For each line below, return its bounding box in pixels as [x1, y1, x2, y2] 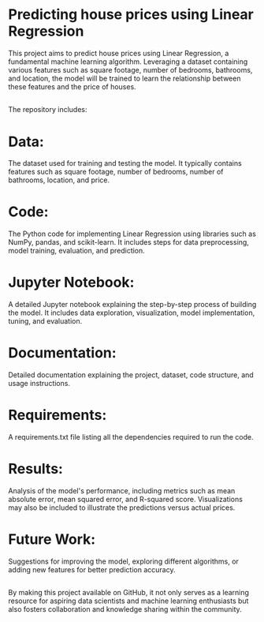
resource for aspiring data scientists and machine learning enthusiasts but [8, 596, 249, 605]
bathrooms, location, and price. [8, 175, 110, 185]
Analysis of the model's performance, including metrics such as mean [8, 485, 236, 495]
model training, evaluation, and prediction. [8, 246, 146, 256]
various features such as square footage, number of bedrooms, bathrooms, [8, 65, 253, 74]
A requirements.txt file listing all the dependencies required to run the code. [8, 433, 254, 442]
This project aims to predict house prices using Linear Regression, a [8, 48, 229, 58]
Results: [8, 460, 63, 478]
